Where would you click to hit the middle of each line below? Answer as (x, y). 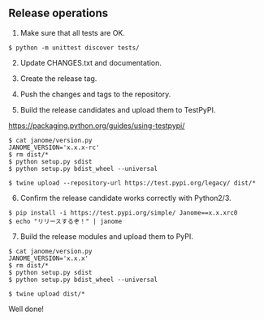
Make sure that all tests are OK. (73, 32)
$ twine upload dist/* (47, 294)
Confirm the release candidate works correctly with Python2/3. (126, 198)
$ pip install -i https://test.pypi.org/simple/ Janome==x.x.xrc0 (123, 213)
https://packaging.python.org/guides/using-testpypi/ (97, 126)
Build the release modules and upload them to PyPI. (106, 236)
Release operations (58, 13)
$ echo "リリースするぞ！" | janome (65, 221)
